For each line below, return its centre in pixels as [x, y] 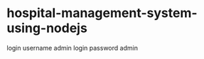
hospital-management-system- [102, 13]
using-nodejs [47, 28]
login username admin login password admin [72, 48]
